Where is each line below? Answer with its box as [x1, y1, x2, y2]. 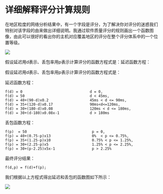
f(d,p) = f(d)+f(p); [5, 165, 47, 170]
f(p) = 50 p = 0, [5, 129, 105, 134]
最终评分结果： [5, 155, 35, 161]
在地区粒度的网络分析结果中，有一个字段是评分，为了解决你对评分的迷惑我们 [5, 21, 158, 27]
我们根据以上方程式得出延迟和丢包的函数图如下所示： [5, 174, 112, 180]
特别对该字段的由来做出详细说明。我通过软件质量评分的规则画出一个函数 [5, 27, 149, 33]
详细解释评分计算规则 [5, 4, 91, 16]
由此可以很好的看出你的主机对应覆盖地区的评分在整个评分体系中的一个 [13, 33, 154, 39]
